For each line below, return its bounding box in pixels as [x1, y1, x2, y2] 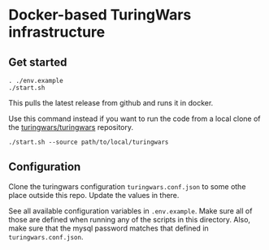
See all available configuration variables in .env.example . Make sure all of [8, 205, 253, 216]
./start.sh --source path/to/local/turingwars [8, 138, 169, 146]
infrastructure [8, 23, 106, 41]
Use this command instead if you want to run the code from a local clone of [8, 114, 262, 123]
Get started [8, 55, 67, 69]
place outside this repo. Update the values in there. [8, 190, 180, 200]
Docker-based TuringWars [8, 6, 192, 24]
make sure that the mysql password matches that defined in [8, 223, 209, 233]
